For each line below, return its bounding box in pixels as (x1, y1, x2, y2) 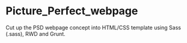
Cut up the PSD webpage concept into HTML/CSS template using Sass (5, 24, 182, 31)
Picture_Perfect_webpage (5, 4, 138, 18)
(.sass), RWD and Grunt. (5, 30, 66, 37)
